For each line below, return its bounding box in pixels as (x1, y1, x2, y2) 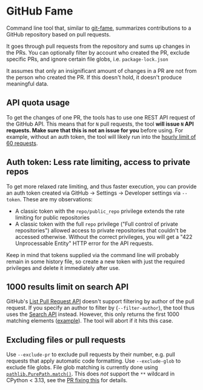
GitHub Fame (6, 4, 74, 18)
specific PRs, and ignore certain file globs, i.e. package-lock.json (6, 55, 168, 62)
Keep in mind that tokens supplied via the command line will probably (6, 251, 179, 258)
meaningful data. (6, 80, 48, 87)
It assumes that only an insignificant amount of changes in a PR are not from (6, 67, 197, 74)
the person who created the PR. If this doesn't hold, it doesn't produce (6, 73, 182, 81)
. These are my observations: (19, 195, 93, 203)
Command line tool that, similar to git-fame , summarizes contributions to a (6, 24, 191, 32)
